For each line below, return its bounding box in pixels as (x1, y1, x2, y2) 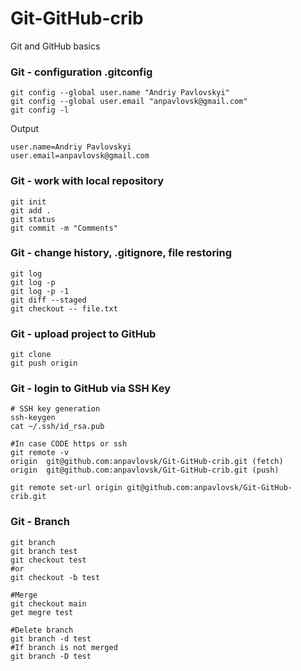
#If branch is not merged (10, 642, 118, 652)
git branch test (10, 546, 78, 556)
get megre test (10, 607, 74, 617)
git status (10, 214, 56, 224)
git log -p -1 (10, 286, 70, 296)
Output (10, 123, 39, 135)
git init (10, 197, 47, 207)
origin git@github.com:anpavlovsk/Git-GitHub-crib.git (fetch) (10, 457, 284, 467)
